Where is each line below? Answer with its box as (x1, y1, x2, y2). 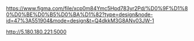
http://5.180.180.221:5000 (6, 28, 67, 35)
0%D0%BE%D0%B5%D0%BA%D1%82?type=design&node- (6, 11, 153, 18)
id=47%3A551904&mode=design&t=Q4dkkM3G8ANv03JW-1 (6, 17, 154, 24)
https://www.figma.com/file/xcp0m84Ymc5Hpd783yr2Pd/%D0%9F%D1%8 (6, 5, 188, 12)
